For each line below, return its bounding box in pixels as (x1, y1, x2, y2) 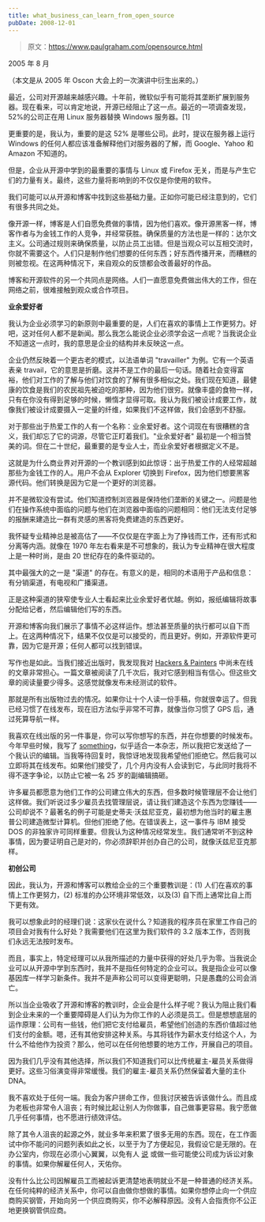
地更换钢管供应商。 (8, 1205, 71, 1215)
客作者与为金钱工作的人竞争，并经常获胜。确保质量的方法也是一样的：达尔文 (8, 229, 257, 238)
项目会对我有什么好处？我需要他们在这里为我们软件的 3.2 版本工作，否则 (8, 926, 244, 936)
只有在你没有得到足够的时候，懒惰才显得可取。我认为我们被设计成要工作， (8, 395, 250, 404)
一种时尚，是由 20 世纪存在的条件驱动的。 (21, 550, 159, 560)
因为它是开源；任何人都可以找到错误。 (21, 641, 147, 650)
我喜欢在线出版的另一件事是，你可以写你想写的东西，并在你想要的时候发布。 (8, 731, 257, 740)
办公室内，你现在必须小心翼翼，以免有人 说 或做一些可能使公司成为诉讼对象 (8, 1148, 254, 1159)
